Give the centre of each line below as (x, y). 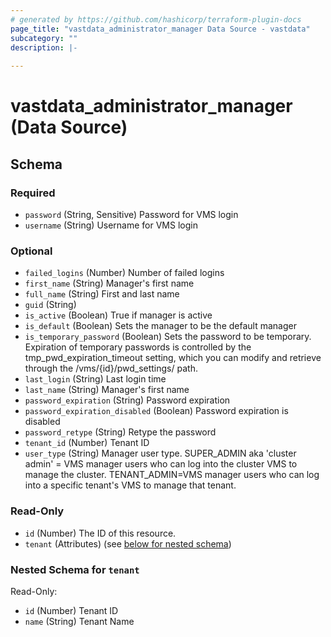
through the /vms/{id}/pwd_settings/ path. (111, 368)
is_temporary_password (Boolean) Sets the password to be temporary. (168, 337)
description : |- (44, 47)
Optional (31, 251)
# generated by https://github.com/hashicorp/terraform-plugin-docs (156, 19)
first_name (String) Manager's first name (109, 283)
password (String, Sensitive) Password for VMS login (131, 214)
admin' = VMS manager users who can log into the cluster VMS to (161, 464)
